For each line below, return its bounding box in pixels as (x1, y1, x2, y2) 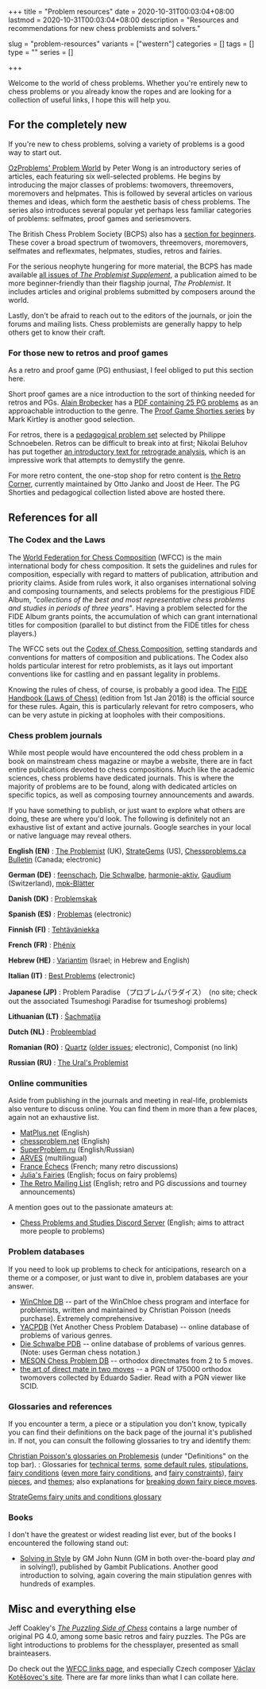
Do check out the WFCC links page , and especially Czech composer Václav (8, 1664, 256, 1674)
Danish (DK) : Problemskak (8, 894, 98, 904)
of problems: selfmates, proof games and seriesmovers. (8, 214, 192, 223)
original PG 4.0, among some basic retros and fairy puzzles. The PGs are (8, 1632, 246, 1641)
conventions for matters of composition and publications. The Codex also (8, 652, 249, 662)
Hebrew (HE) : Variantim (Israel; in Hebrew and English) (8, 955, 191, 965)
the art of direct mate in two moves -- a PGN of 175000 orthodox (19, 1364, 232, 1373)
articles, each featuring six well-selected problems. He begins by (8, 171, 221, 181)
